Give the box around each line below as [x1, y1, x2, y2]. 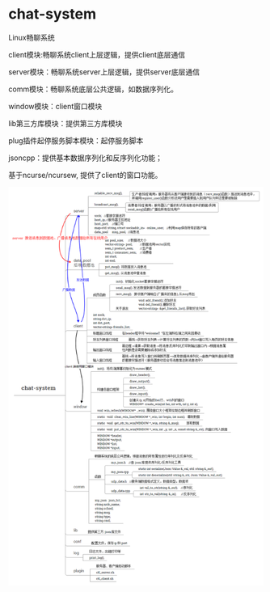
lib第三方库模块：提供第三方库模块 [8, 118, 123, 128]
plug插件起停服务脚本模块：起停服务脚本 [8, 135, 144, 146]
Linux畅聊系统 [8, 32, 55, 42]
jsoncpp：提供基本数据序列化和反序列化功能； [8, 153, 163, 163]
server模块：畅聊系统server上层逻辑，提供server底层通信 [8, 66, 200, 77]
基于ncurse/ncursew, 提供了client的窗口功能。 [8, 170, 162, 180]
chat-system [8, 5, 97, 23]
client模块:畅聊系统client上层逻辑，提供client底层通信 [8, 49, 186, 59]
